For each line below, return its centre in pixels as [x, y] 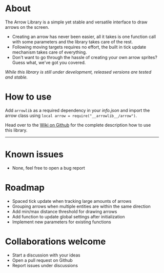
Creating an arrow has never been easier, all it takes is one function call [84, 37]
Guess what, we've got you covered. [49, 62]
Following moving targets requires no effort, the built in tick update [79, 47]
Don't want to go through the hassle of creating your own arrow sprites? [85, 57]
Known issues [34, 155]
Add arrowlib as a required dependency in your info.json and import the [78, 110]
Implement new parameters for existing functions [61, 222]
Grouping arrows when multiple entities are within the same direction [81, 206]
